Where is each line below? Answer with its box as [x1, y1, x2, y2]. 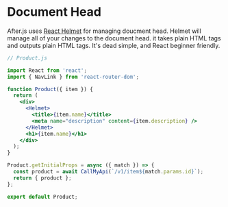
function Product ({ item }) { [7, 86, 94, 93]
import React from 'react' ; [7, 66, 88, 74]
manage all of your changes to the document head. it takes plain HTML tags [7, 34, 221, 42]
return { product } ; [13, 174, 72, 182]
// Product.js [7, 54, 48, 62]
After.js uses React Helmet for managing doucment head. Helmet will [7, 27, 202, 35]
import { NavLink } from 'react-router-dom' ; [7, 73, 139, 80]
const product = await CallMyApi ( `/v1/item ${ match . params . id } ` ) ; [13, 169, 204, 175]
